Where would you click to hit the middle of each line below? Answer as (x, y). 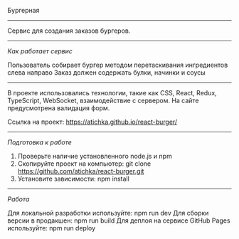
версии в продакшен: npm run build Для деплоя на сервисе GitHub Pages (119, 221)
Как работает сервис (40, 51)
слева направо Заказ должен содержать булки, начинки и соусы (107, 73)
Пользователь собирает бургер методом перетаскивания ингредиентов (118, 65)
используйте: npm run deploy (52, 228)
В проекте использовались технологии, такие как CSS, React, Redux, (112, 93)
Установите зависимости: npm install (73, 179)
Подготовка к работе (40, 142)
